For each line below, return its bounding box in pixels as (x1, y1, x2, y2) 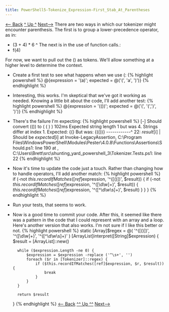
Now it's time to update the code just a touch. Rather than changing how (12, 165, 163, 171)
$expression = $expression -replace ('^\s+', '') (26, 252, 133, 257)
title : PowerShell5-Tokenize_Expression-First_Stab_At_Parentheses (5, 7, 150, 13)
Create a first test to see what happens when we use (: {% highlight (12, 71, 153, 78)
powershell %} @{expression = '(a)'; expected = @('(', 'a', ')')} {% (12, 77, 149, 83)
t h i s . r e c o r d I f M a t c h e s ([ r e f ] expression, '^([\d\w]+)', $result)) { (12, 181, 139, 187)
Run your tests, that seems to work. (12, 202, 87, 208)
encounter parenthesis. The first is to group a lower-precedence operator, (5, 26, 159, 33)
